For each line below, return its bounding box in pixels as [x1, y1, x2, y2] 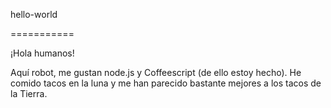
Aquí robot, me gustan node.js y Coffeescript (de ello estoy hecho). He [10, 67, 302, 78]
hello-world [10, 9, 58, 20]
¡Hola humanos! [10, 47, 75, 59]
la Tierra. [10, 88, 48, 99]
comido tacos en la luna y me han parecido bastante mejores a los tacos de [10, 77, 322, 89]
